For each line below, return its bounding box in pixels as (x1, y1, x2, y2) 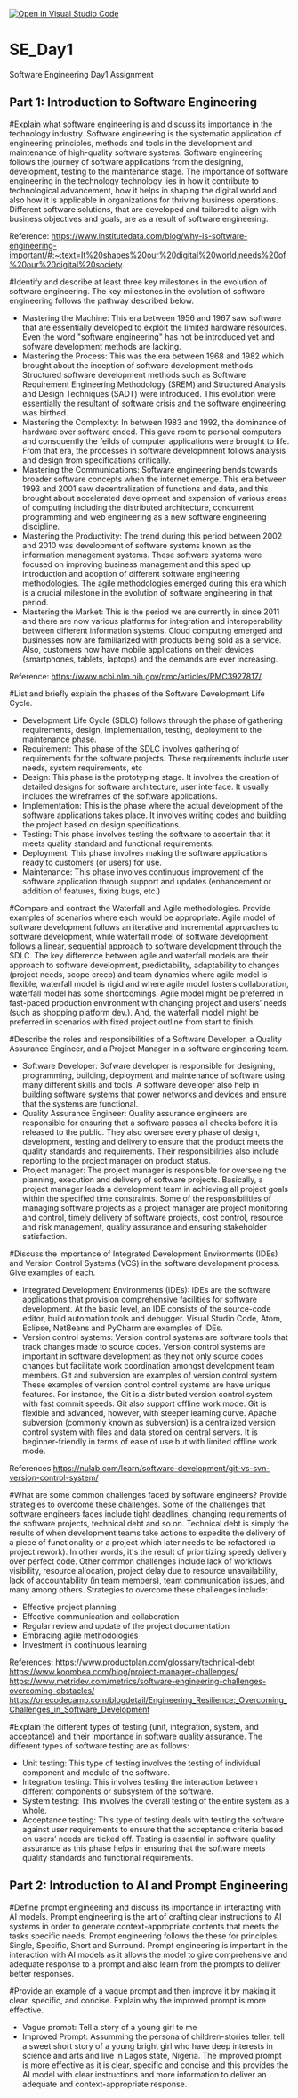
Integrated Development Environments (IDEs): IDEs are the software (21, 1284, 271, 1295)
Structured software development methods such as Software (21, 369, 246, 380)
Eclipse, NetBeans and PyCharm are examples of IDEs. (21, 1322, 224, 1333)
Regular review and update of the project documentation (21, 1620, 230, 1631)
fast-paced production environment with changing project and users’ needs (9, 997, 287, 1008)
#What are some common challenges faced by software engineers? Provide (9, 1489, 287, 1500)
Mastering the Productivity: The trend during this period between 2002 (21, 531, 283, 541)
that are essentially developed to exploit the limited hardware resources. (21, 322, 287, 333)
